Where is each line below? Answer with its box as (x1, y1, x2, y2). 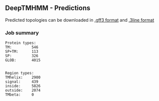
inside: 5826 (5, 84, 41, 89)
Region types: (5, 71, 34, 76)
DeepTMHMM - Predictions (5, 4, 91, 12)
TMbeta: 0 (5, 92, 34, 98)
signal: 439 (5, 79, 38, 84)
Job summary (5, 29, 39, 36)
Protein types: (5, 40, 36, 46)
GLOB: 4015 (5, 58, 41, 63)
